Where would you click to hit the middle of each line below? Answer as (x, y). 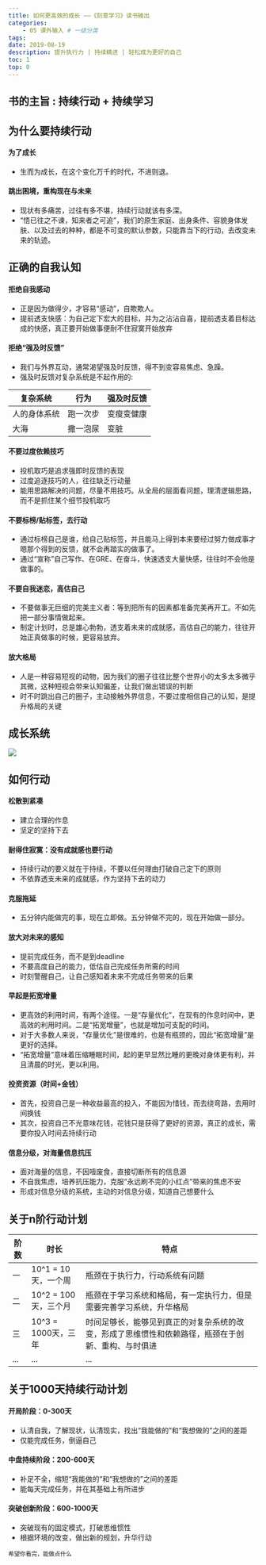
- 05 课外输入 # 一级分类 (61, 30)
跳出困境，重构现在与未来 (50, 191)
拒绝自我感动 (29, 289)
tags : (17, 38)
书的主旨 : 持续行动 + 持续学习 (81, 101)
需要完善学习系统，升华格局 (137, 1307)
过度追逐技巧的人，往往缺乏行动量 (75, 480)
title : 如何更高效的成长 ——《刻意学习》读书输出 (79, 15)
